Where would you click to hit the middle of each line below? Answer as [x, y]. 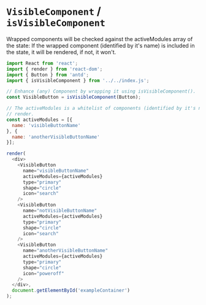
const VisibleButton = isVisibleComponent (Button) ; [74, 97]
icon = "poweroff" [43, 273]
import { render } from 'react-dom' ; [55, 69]
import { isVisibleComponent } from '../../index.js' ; [78, 80]
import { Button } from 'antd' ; [48, 75]
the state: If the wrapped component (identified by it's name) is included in [101, 45]
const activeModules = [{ [39, 120]
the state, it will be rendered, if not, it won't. [61, 52]
